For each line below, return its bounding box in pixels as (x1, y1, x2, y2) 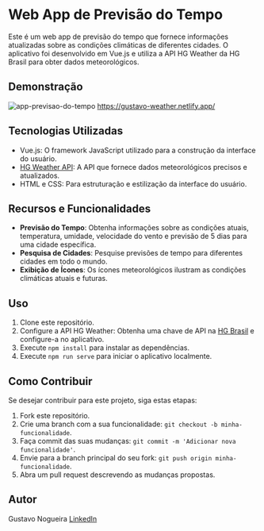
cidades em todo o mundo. (19, 256, 108, 267)
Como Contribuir (8, 375, 93, 388)
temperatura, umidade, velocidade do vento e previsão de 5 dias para (19, 232, 247, 241)
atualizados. (19, 171, 60, 180)
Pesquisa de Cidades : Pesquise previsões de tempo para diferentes (19, 248, 243, 258)
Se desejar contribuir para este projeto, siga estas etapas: (8, 395, 197, 405)
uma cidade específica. (19, 240, 97, 249)
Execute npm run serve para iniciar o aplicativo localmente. (19, 352, 212, 361)
